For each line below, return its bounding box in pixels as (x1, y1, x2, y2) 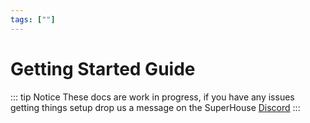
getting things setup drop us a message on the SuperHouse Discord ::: (10, 101, 301, 113)
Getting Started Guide (10, 57, 196, 80)
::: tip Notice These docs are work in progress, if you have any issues (10, 91, 295, 103)
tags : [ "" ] (10, 14, 56, 25)
